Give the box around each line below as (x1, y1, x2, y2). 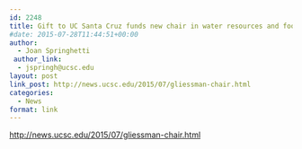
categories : (9, 88, 54, 97)
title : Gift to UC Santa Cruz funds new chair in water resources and (9, 22, 280, 31)
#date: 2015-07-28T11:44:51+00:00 (9, 30, 139, 39)
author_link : (13, 55, 63, 64)
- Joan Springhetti (17, 47, 91, 56)
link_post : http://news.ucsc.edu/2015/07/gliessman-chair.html (9, 80, 252, 89)
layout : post (9, 72, 58, 81)
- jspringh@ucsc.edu (17, 64, 94, 73)
